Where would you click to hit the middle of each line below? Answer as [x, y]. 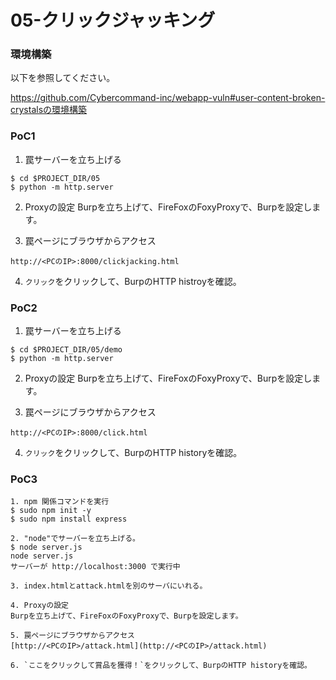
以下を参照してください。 [63, 78]
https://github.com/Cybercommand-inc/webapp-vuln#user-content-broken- [168, 98]
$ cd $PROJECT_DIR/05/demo [66, 350]
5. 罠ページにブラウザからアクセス [73, 636]
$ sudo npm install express [69, 519]
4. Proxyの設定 [39, 606]
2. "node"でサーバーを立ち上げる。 [75, 539]
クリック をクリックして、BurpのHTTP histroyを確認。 [133, 281]
